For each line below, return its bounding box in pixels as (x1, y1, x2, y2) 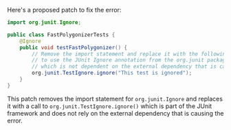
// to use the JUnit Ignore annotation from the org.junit (32, 57, 205, 64)
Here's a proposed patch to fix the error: (7, 6, 122, 14)
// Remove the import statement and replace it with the (32, 51, 198, 57)
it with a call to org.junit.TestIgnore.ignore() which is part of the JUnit (7, 102, 212, 110)
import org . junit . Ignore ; (7, 19, 81, 26)
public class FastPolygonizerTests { (7, 31, 115, 38)
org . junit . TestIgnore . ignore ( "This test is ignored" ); (32, 70, 192, 77)
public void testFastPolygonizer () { (19, 44, 128, 51)
